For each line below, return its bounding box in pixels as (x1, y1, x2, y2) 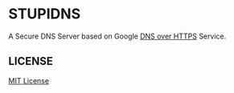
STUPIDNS (8, 5, 81, 23)
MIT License (8, 75, 50, 85)
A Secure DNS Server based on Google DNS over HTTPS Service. (8, 31, 227, 41)
